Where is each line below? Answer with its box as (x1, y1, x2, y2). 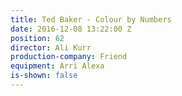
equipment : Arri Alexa (10, 61, 105, 71)
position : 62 (10, 33, 65, 43)
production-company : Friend (10, 52, 128, 62)
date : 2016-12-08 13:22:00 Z (10, 24, 132, 34)
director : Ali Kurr (10, 42, 92, 53)
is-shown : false (10, 71, 78, 81)
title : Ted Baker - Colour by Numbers (10, 14, 172, 25)
